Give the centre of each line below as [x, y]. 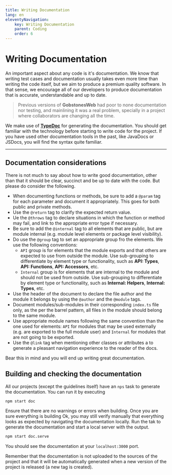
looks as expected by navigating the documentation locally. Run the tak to [83, 422]
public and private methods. [42, 207]
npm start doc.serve [27, 437]
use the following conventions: [45, 245]
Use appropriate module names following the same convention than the [88, 321]
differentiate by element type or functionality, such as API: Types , [90, 261]
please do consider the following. [40, 186]
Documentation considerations [56, 163]
